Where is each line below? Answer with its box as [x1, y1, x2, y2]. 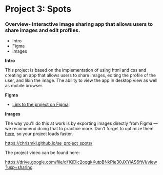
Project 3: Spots [5, 3, 72, 15]
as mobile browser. [5, 83, 43, 89]
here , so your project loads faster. [5, 131, 73, 137]
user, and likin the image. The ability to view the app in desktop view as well [5, 78, 158, 83]
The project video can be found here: [5, 150, 80, 156]
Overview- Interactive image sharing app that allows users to [5, 21, 153, 28]
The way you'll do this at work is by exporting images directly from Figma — [5, 120, 158, 126]
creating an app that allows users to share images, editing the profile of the [5, 72, 156, 78]
